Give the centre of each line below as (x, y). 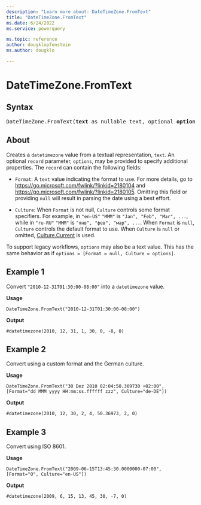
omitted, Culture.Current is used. (55, 235)
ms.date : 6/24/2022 (31, 23)
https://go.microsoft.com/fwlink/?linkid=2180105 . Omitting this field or (101, 192)
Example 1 (25, 272)
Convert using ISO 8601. (36, 446)
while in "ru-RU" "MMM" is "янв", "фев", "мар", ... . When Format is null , (105, 222)
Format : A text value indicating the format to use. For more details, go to (103, 179)
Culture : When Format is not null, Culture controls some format (92, 210)
